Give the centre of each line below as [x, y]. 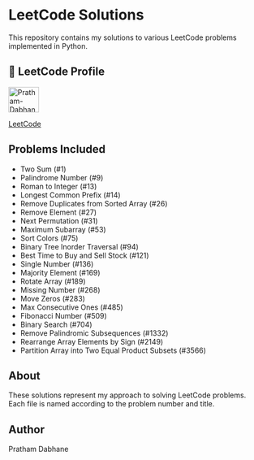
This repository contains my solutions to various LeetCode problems [123, 37]
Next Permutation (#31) [59, 220]
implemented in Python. [48, 46]
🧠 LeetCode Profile [57, 72]
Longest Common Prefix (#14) [70, 195]
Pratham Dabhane [39, 449]
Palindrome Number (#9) [62, 177]
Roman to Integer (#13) [58, 186]
